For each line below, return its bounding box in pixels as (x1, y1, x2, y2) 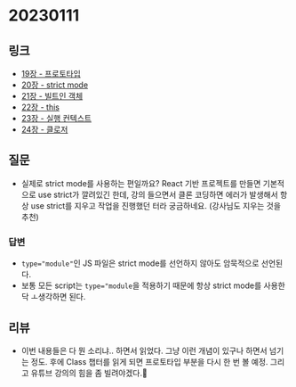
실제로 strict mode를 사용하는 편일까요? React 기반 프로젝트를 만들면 (20, 177, 261, 188)
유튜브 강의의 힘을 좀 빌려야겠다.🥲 (30, 367, 148, 378)
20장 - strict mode (20, 79, 89, 90)
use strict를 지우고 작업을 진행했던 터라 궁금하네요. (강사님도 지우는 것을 (30, 200, 282, 210)
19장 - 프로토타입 (20, 69, 81, 78)
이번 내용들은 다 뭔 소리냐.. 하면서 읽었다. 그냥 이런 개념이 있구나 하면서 (20, 345, 268, 356)
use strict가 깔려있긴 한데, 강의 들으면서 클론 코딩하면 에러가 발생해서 (37, 189, 279, 200)
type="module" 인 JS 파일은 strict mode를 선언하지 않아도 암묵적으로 (20, 258, 260, 268)
